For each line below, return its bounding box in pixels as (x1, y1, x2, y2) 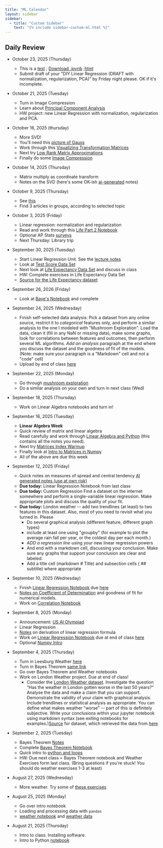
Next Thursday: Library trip (19, 237, 74, 243)
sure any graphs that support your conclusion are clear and (26, 550, 146, 556)
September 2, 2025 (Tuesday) (12, 730, 73, 736)
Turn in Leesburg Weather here (19, 658, 82, 664)
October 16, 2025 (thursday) (12, 125, 69, 130)
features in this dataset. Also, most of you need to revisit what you (19, 509, 152, 515)
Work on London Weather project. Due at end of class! (19, 674, 129, 680)
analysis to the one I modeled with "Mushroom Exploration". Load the (19, 325, 158, 331)
